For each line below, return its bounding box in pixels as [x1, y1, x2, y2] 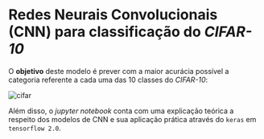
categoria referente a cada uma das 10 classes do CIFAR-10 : [8, 75, 208, 84]
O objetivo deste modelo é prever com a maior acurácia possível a [8, 66, 229, 76]
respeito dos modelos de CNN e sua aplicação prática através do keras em [8, 114, 257, 124]
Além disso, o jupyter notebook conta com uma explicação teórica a [8, 106, 234, 116]
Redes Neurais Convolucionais [8, 6, 218, 24]
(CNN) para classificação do [8, 22, 201, 41]
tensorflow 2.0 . [8, 123, 62, 133]
